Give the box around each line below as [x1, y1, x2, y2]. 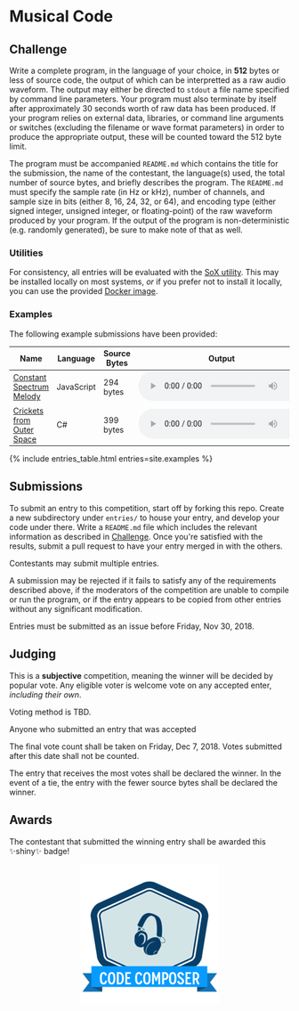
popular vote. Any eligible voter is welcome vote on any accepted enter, [9, 680, 272, 690]
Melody [12, 391, 42, 402]
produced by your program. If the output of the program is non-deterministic [9, 216, 290, 225]
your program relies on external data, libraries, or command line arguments [9, 113, 285, 123]
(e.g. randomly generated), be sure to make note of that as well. [9, 224, 243, 235]
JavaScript [56, 381, 96, 393]
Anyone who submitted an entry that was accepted [9, 723, 197, 734]
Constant [12, 372, 47, 383]
